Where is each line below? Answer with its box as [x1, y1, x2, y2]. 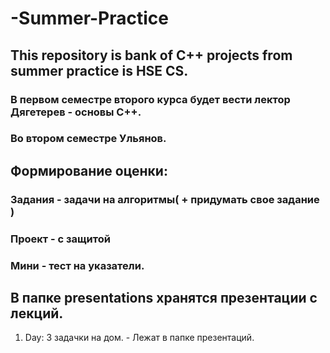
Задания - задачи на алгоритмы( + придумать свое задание [10, 192, 320, 206]
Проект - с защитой [10, 232, 111, 246]
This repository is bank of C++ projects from [10, 47, 293, 64]
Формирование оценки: [10, 162, 168, 179]
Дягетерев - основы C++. [10, 105, 142, 119]
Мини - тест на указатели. [10, 258, 145, 272]
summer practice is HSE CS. [10, 62, 189, 79]
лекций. [10, 305, 64, 322]
